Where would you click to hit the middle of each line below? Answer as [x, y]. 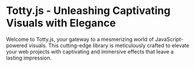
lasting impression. [29, 58]
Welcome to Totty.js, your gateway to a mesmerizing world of [80, 39]
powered [17, 45]
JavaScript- [169, 39]
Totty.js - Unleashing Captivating [88, 11]
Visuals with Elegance [61, 23]
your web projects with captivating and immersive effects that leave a [90, 51]
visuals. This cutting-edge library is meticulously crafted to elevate [109, 45]
